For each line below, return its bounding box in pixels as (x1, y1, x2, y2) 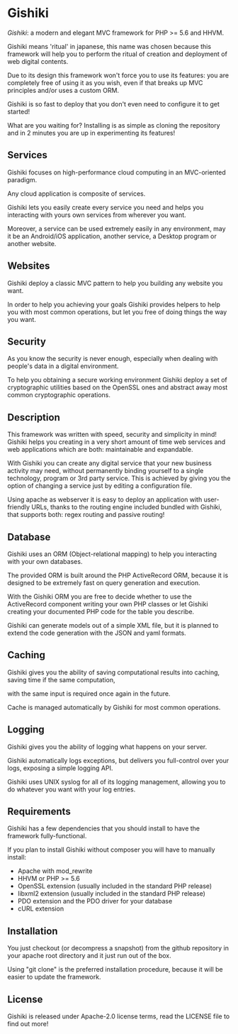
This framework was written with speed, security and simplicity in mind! (7, 430, 217, 439)
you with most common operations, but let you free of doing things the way (7, 307, 227, 316)
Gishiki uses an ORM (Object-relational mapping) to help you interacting (7, 550, 217, 558)
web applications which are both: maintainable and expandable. (7, 445, 193, 454)
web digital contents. (7, 57, 69, 65)
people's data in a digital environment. (7, 362, 119, 370)
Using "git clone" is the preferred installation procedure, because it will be (7, 965, 223, 974)
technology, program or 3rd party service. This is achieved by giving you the (7, 474, 231, 483)
